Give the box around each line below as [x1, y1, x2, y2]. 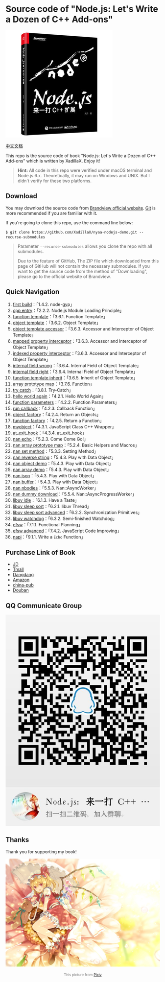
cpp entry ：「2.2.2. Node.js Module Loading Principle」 [12, 307, 124, 313]
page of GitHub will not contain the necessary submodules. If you [17, 263, 150, 269]
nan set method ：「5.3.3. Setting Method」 [12, 448, 98, 454]
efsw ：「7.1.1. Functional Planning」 [12, 521, 83, 527]
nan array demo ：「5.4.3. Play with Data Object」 [12, 467, 112, 472]
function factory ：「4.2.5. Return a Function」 [12, 418, 104, 423]
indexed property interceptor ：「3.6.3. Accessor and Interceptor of [12, 350, 146, 356]
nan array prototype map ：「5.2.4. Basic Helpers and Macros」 [12, 442, 140, 448]
